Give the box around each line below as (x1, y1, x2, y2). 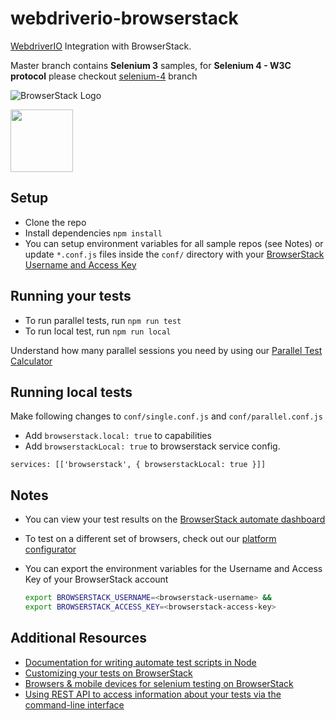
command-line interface (24, 698, 125, 711)
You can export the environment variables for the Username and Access (24, 563, 323, 575)
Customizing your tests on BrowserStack (24, 667, 193, 679)
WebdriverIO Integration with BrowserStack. (10, 40, 192, 52)
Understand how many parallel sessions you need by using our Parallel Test (10, 344, 323, 356)
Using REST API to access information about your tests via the (24, 688, 282, 700)
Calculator (10, 355, 53, 367)
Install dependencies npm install (24, 227, 163, 239)
